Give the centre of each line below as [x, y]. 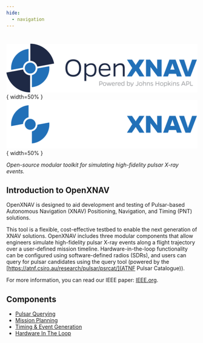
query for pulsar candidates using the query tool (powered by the [88, 262]
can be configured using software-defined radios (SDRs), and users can [96, 255]
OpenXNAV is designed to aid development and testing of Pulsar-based [95, 205]
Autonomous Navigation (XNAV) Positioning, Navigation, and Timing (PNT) [99, 211]
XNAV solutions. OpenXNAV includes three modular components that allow [100, 236]
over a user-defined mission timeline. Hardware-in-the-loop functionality [97, 249]
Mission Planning [36, 320]
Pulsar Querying [35, 314]
